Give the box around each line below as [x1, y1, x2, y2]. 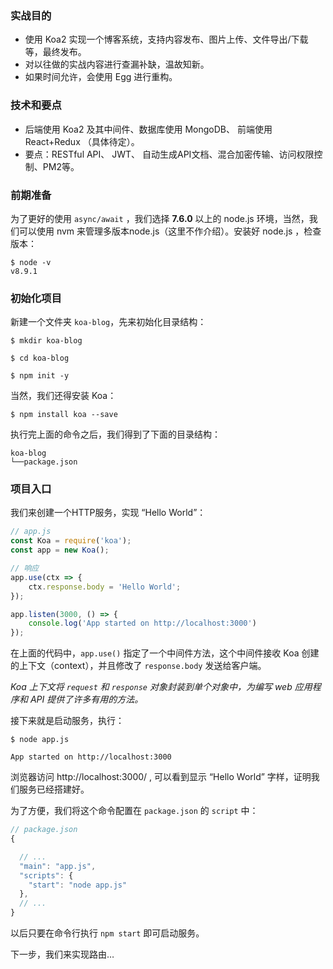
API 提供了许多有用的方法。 [29, 693, 144, 706]
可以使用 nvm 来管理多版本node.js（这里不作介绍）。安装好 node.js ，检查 [18, 225, 322, 237]
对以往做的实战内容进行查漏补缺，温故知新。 [24, 58, 210, 71]
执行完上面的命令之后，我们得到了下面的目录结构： [10, 428, 221, 441]
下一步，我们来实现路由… [10, 948, 115, 961]
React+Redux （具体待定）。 [24, 135, 140, 147]
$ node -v [10, 257, 52, 267]
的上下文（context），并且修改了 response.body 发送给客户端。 [10, 660, 267, 672]
